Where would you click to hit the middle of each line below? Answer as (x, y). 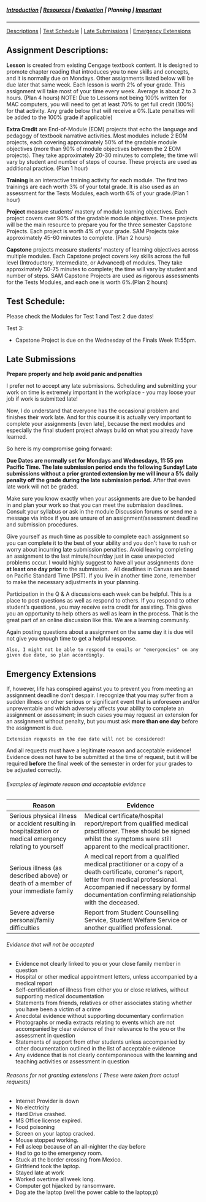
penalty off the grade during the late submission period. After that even (99, 480)
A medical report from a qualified (132, 857)
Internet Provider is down (47, 1101)
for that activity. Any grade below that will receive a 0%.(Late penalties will (101, 110)
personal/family (32, 920)
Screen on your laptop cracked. (55, 1133)
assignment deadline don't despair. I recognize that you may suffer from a (100, 695)
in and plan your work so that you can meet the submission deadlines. (95, 505)
